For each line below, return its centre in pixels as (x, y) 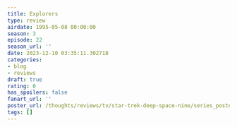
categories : (25, 60)
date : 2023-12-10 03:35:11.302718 (58, 54)
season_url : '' (30, 47)
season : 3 (22, 34)
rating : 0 (22, 86)
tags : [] (20, 112)
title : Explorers (33, 14)
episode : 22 (25, 40)
